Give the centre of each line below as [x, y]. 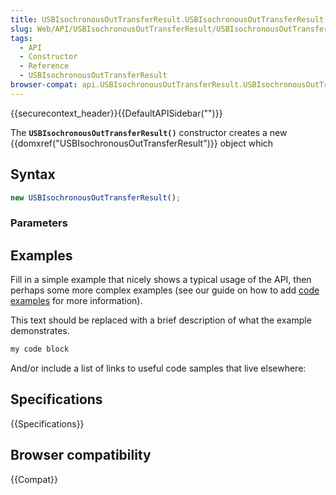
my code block [40, 349]
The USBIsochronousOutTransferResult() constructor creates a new [149, 132]
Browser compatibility [81, 455]
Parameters [39, 223]
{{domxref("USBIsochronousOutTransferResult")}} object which [142, 143]
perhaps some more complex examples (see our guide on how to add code [165, 290]
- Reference [44, 66]
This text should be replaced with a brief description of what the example [161, 320]
